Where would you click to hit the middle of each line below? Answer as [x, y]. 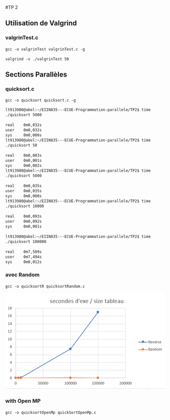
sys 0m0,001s [24, 227]
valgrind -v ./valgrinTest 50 [37, 59]
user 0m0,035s [24, 191]
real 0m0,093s [24, 217]
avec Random [22, 275]
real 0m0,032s [24, 125]
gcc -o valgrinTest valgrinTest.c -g [45, 49]
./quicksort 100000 [26, 242]
